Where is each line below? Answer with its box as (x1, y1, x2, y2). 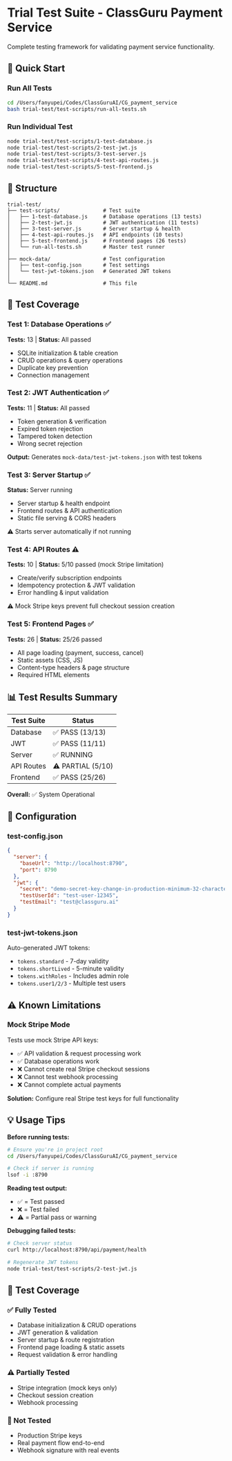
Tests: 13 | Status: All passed (7, 335, 92, 344)
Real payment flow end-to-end (17, 1438, 105, 1446)
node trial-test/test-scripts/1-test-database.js (7, 137, 153, 145)
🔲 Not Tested (7, 1415, 52, 1425)
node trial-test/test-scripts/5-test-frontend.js (7, 164, 153, 170)
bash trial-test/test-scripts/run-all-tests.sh (7, 105, 147, 112)
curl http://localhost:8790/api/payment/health (7, 1246, 147, 1254)
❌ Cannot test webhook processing (17, 1072, 119, 1081)
